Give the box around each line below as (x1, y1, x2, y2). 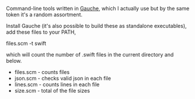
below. (6, 58, 22, 64)
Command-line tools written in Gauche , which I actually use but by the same (6, 5, 190, 12)
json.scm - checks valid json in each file (14, 75, 112, 82)
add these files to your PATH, (6, 29, 76, 36)
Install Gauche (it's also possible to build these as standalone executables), (6, 23, 187, 29)
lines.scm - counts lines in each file (14, 81, 100, 88)
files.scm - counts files (14, 69, 70, 75)
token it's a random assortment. (6, 11, 83, 18)
